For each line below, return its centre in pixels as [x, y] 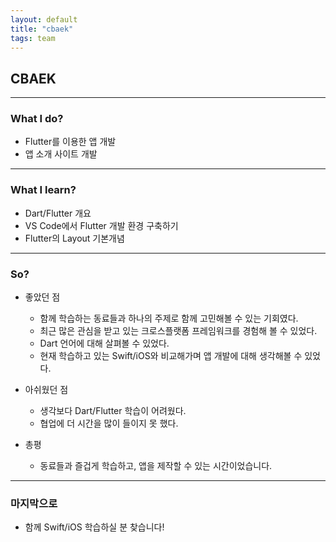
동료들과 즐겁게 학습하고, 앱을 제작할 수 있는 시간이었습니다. [156, 466]
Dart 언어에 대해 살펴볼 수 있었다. [104, 343]
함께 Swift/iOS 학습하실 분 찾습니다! [94, 527]
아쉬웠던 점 [46, 390]
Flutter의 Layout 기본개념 [74, 238]
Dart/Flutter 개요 [58, 213]
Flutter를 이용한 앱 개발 [70, 142]
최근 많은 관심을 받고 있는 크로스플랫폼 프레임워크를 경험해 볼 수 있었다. [178, 331]
